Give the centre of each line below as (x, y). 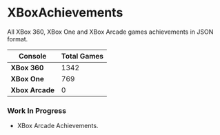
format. (18, 39)
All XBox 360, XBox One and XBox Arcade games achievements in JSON (110, 32)
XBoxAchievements (65, 13)
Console (32, 56)
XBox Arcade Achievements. (58, 126)
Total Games (82, 56)
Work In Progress (37, 110)
